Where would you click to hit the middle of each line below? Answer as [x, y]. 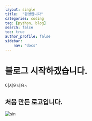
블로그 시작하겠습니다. [46, 71]
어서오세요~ [16, 85]
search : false [19, 28]
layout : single [20, 9]
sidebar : [14, 41]
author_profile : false [28, 37]
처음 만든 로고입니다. [34, 102]
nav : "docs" [26, 45]
